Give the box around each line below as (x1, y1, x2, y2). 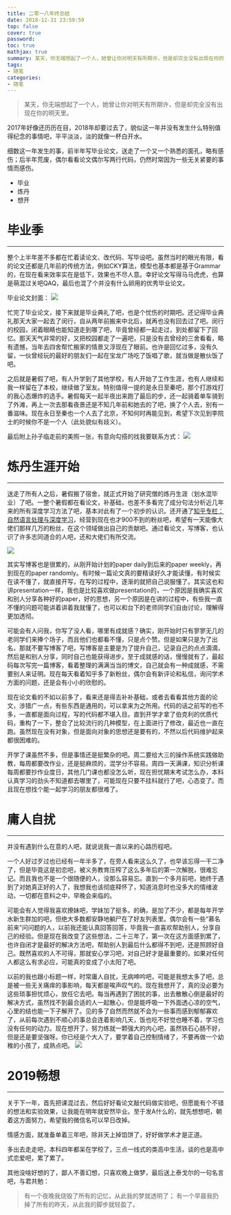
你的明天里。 (36, 109, 73, 117)
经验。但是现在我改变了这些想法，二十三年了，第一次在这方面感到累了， (19, 932, 224, 941)
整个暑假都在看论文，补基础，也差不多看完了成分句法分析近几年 (43, 498, 224, 507)
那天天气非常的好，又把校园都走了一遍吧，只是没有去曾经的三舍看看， (19, 334, 218, 343)
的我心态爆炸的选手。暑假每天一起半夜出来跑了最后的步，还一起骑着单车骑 (7, 392, 218, 400)
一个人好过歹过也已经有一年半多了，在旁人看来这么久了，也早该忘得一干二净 (7, 857, 224, 866)
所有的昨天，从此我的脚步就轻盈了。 (36, 1201, 139, 1208)
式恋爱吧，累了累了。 (7, 1154, 67, 1162)
